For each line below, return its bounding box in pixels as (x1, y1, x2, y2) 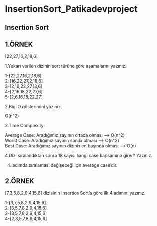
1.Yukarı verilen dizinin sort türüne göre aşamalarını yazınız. (5, 63, 127, 69)
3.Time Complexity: (5, 123, 45, 129)
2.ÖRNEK (5, 177, 35, 185)
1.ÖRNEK (5, 40, 33, 48)
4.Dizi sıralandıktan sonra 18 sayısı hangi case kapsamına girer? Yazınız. (5, 153, 153, 159)
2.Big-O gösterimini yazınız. (5, 104, 62, 110)
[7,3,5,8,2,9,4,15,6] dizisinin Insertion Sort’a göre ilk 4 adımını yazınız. (5, 190, 146, 196)
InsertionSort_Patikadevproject (5, 3, 138, 15)
